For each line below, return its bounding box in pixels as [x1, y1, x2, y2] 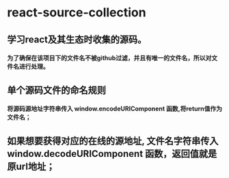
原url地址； [7, 160, 55, 172]
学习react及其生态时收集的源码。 [7, 33, 147, 45]
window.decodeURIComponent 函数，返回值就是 [7, 148, 217, 160]
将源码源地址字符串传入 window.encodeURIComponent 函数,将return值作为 [7, 104, 222, 113]
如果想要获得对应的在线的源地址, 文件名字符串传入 [7, 135, 219, 147]
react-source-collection [7, 5, 146, 20]
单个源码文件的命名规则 [7, 84, 106, 96]
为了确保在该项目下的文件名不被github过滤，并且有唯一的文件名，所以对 [7, 54, 212, 62]
